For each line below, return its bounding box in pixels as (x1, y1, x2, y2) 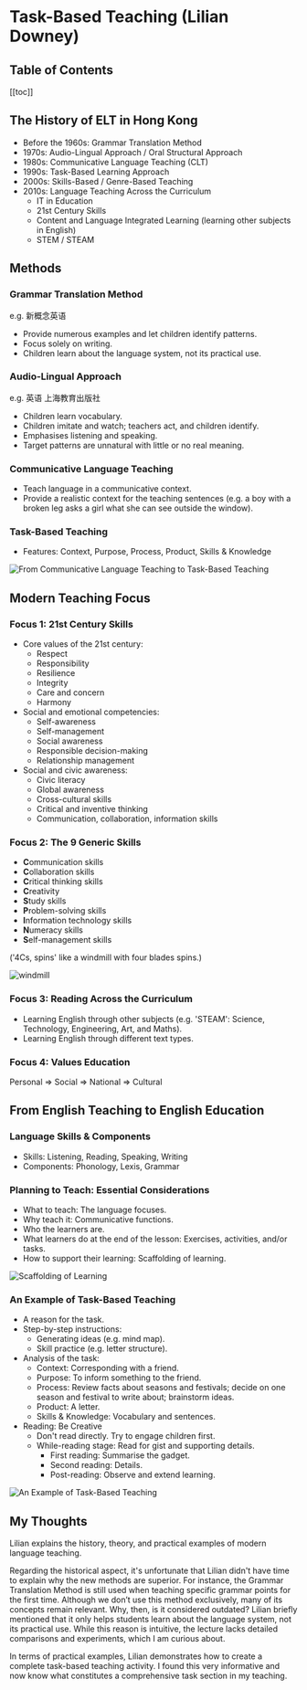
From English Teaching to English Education (9, 1103, 265, 1118)
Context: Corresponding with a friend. (36, 1363, 180, 1374)
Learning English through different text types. (22, 1032, 194, 1043)
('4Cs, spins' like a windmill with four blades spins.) (9, 952, 203, 963)
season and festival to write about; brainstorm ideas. (36, 1391, 235, 1403)
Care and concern (36, 687, 105, 698)
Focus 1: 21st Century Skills (9, 618, 134, 630)
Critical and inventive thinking (36, 804, 149, 815)
